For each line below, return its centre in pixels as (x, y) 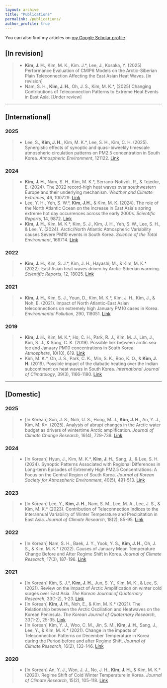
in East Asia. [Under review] (53, 97)
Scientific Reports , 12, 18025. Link (59, 274)
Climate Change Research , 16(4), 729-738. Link (74, 435)
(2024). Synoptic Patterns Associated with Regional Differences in (92, 464)
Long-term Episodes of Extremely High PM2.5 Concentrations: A (91, 469)
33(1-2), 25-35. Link (45, 619)
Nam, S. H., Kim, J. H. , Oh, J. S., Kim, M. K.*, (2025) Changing (88, 86)
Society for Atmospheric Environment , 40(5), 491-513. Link (85, 480)
